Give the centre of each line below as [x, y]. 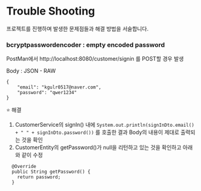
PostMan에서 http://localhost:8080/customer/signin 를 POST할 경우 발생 [95, 59]
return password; [39, 177]
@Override [24, 167]
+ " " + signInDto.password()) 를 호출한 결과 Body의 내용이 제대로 [97, 132]
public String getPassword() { [51, 172]
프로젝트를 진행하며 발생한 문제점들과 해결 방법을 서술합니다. [77, 28]
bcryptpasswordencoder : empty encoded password [86, 45]
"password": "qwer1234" [47, 93]
